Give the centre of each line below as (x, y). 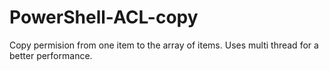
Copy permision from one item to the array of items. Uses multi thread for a (164, 45)
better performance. (51, 55)
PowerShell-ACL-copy (104, 17)
